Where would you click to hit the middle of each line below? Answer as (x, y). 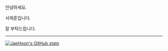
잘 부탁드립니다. (21, 28)
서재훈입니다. (18, 18)
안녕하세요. (16, 7)
